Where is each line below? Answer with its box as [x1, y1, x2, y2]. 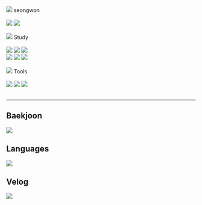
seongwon [13, 7, 40, 14]
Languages [6, 144, 49, 154]
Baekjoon [6, 111, 43, 121]
